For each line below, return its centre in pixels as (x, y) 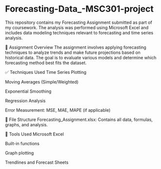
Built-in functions (22, 143)
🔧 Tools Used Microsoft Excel (35, 134)
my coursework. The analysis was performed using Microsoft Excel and (77, 27)
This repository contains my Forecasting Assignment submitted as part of (79, 22)
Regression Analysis (25, 101)
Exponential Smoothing (28, 91)
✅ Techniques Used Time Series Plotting (46, 72)
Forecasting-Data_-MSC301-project (80, 9)
